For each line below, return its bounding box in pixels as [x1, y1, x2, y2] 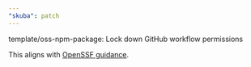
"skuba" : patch [8, 11, 60, 20]
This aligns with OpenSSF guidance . [8, 49, 130, 59]
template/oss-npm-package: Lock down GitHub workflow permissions [8, 34, 244, 44]
